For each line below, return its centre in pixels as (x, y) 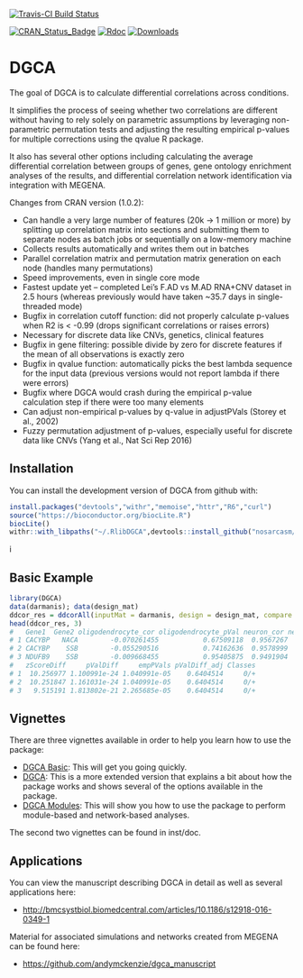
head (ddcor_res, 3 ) (46, 623)
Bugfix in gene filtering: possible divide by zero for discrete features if (152, 344)
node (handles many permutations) (87, 268)
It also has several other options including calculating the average (131, 156)
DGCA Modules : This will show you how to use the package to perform (154, 806)
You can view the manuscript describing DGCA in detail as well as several (146, 882)
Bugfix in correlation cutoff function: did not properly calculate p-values (156, 315)
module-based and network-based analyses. (106, 815)
